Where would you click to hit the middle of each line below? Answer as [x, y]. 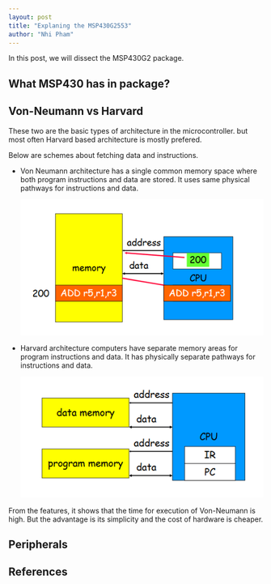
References [38, 572]
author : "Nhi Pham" [41, 34]
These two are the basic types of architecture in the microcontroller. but [128, 130]
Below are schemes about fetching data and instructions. [104, 155]
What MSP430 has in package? [89, 84]
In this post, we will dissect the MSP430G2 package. [96, 58]
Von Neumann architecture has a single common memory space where [138, 171]
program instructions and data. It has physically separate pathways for [138, 356]
